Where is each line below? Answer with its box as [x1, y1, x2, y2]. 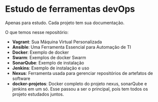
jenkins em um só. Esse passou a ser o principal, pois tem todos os [12, 86, 148, 92]
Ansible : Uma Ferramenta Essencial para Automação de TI [12, 44, 132, 50]
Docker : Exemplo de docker [12, 49, 69, 55]
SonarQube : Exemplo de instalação [12, 60, 84, 66]
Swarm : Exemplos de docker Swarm [12, 54, 86, 60]
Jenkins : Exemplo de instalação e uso [12, 65, 89, 71]
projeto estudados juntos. [12, 91, 64, 97]
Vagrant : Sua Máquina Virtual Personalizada [12, 38, 102, 45]
